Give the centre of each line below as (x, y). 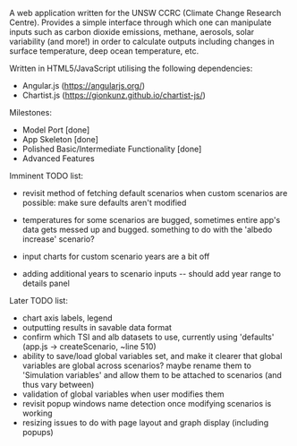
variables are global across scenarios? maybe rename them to (137, 365)
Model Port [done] (56, 130)
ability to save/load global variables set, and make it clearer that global (152, 356)
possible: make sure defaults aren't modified (104, 202)
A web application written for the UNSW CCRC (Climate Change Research (145, 13)
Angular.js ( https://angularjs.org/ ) (84, 86)
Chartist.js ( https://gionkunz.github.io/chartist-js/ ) (114, 95)
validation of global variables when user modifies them (123, 394)
